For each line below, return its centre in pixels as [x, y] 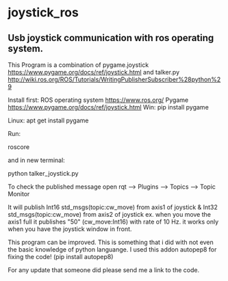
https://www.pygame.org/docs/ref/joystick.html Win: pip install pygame [109, 107]
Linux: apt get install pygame [48, 120]
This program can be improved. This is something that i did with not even [111, 242]
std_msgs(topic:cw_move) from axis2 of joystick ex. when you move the [110, 214]
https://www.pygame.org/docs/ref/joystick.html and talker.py [94, 72]
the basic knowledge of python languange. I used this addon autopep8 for [112, 250]
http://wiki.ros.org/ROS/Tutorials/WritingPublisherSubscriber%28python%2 [114, 79]
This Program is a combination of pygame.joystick [78, 65]
